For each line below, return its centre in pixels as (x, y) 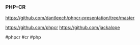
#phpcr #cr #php (23, 37)
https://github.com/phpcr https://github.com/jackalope (63, 27)
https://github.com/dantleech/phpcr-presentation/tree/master (70, 18)
